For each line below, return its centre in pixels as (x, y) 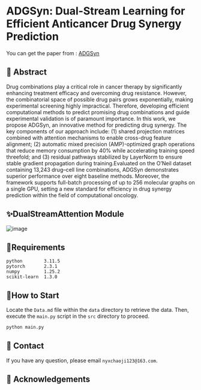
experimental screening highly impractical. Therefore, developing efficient (97, 106)
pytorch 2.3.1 (32, 267)
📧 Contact (25, 346)
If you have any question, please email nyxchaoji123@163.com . (82, 360)
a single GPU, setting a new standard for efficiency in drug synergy (89, 189)
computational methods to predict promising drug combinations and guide (98, 112)
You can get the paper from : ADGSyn (53, 53)
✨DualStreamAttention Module (65, 214)
